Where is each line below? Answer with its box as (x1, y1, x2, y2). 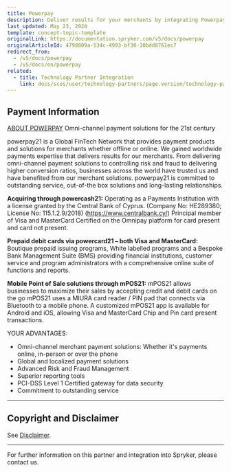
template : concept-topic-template (7, 29, 107, 36)
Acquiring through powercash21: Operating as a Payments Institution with (7, 194, 219, 203)
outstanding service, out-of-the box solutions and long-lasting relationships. (7, 181, 223, 190)
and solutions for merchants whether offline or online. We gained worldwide (7, 145, 222, 153)
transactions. (7, 316, 45, 324)
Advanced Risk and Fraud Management (16, 365, 129, 373)
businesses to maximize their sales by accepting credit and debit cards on (7, 286, 217, 295)
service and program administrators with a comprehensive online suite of (7, 259, 214, 267)
